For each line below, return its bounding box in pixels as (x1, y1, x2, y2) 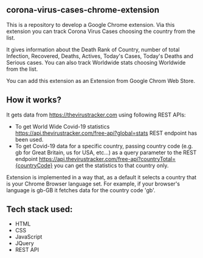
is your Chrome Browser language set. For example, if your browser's (6, 180, 181, 187)
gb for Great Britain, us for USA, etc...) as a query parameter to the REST (15, 149, 197, 156)
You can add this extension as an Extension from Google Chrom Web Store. (6, 77, 196, 84)
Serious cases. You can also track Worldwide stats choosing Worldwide (6, 59, 186, 66)
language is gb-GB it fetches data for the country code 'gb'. (6, 186, 156, 194)
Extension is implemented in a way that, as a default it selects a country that (6, 173, 197, 181)
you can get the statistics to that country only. (53, 162, 169, 169)
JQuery (15, 240, 35, 247)
